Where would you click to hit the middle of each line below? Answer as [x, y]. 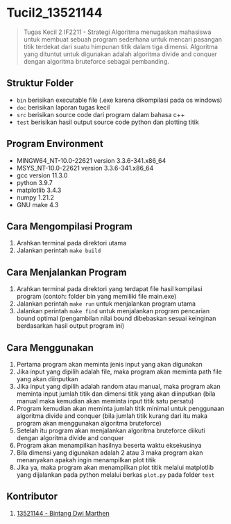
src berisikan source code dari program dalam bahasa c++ [101, 114]
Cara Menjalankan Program [67, 272]
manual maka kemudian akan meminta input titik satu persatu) [105, 401]
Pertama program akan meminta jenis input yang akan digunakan [109, 364]
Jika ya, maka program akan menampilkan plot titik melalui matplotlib [115, 467]
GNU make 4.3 [37, 204]
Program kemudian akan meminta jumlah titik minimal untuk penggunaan [120, 408]
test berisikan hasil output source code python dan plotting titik [108, 122]
